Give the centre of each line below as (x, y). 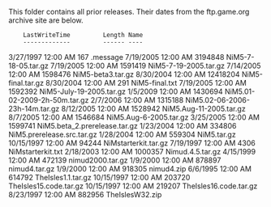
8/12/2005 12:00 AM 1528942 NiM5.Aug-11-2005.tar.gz (153, 109)
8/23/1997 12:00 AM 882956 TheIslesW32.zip (85, 194)
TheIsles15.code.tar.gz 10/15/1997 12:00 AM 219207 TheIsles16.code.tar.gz (133, 186)
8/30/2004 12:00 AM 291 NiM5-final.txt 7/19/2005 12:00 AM (146, 83)
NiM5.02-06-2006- (217, 100)
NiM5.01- (240, 91)
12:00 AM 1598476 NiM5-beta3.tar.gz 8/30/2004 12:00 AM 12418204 (125, 74)
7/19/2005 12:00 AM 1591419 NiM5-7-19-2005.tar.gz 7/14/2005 (155, 65)
